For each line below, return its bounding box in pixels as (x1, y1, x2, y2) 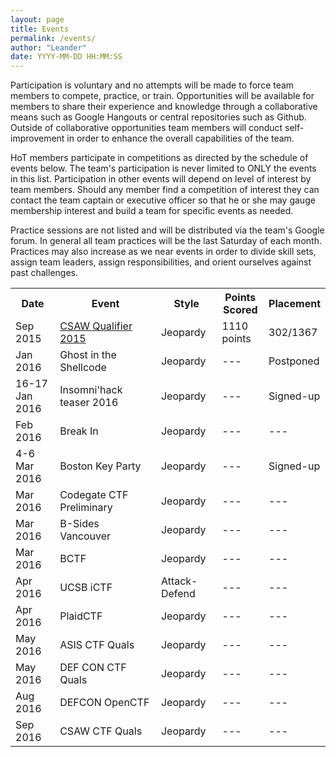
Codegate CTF (59, 488, 129, 502)
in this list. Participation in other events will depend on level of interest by (10, 173, 312, 185)
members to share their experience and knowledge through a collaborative (10, 101, 318, 113)
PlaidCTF (59, 609, 103, 623)
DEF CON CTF (59, 661, 127, 675)
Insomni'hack (59, 383, 123, 397)
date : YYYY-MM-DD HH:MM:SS (10, 52, 123, 62)
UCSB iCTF (59, 581, 113, 595)
